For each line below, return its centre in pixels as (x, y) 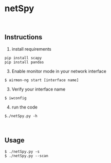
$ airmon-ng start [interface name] (42, 80)
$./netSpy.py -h (21, 116)
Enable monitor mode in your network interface (59, 71)
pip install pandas (24, 62)
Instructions (23, 37)
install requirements (31, 49)
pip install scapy (23, 58)
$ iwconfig (16, 98)
